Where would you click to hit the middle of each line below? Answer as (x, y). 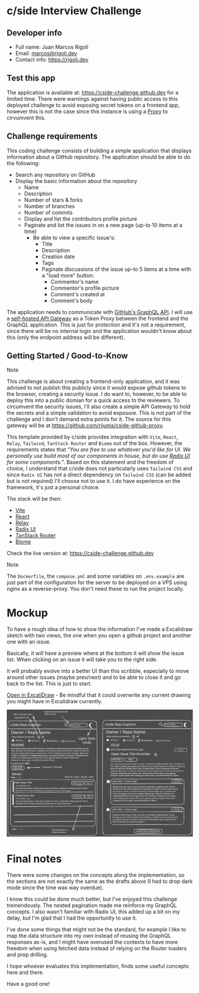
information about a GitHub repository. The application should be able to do (99, 157)
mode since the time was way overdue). (55, 888)
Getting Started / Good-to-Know (67, 356)
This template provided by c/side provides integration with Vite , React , (92, 437)
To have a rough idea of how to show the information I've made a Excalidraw (100, 629)
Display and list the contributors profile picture (81, 219)
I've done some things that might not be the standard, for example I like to (97, 930)
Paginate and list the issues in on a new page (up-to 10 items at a (103, 225)
